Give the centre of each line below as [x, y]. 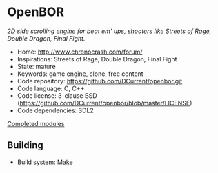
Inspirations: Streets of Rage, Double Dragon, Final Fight [97, 59]
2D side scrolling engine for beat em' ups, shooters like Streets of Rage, [109, 31]
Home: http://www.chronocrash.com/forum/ [80, 52]
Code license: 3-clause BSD [57, 95]
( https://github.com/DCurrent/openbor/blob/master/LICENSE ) [105, 103]
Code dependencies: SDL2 [56, 110]
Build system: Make [45, 162]
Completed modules [36, 123]
